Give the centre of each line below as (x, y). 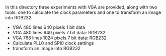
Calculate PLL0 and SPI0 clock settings (53, 43)
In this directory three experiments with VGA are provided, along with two (81, 7)
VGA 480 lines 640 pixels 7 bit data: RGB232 (59, 32)
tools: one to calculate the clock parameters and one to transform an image (83, 12)
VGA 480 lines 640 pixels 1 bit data (49, 27)
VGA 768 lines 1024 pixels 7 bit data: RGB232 (59, 38)
